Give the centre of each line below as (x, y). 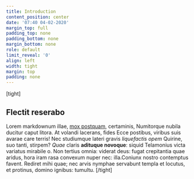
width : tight (22, 66)
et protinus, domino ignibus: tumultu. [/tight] (59, 170)
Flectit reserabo (36, 112)
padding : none (23, 77)
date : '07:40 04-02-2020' (37, 22)
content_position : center (37, 17)
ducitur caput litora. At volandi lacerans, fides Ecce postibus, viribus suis (93, 132)
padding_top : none (28, 33)
